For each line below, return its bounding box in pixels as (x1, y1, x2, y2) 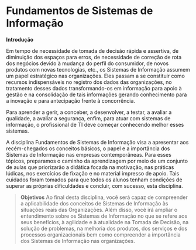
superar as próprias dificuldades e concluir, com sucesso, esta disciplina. (6, 182, 183, 189)
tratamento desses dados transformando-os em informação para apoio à (6, 85, 183, 92)
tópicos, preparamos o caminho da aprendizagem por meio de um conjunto (6, 157, 188, 164)
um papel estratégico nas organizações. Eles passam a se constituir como (6, 72, 185, 79)
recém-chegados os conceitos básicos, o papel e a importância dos (6, 145, 170, 152)
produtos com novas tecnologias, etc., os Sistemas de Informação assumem (6, 66, 190, 73)
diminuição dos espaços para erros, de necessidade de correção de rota (6, 53, 182, 60)
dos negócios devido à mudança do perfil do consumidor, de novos (6, 60, 169, 67)
